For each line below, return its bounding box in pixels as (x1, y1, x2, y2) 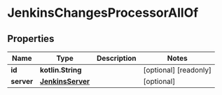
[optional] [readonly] (143, 65, 212, 75)
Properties (7, 33, 55, 45)
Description (97, 54, 137, 63)
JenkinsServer (39, 77, 90, 86)
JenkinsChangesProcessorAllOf (7, 5, 199, 21)
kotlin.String (39, 65, 82, 75)
